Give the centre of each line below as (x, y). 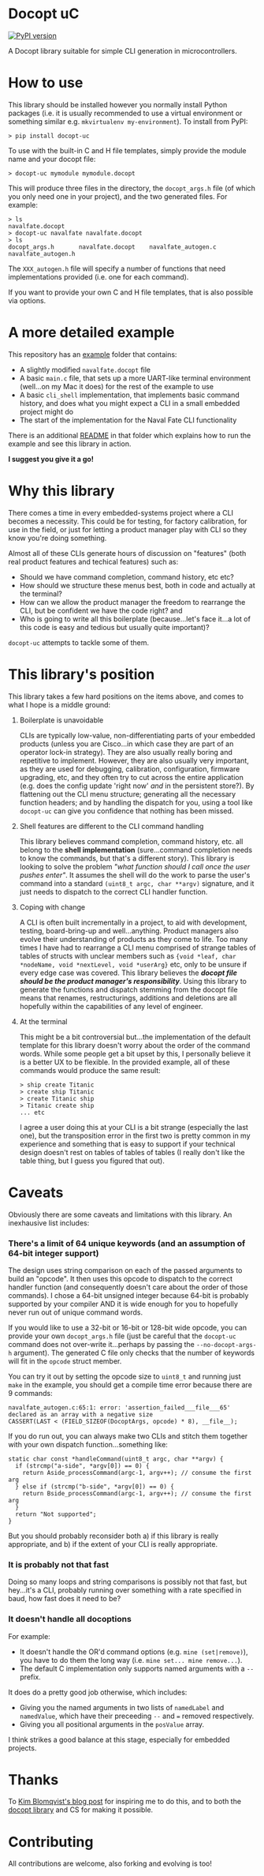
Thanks (33, 1779)
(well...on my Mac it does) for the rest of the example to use (117, 386)
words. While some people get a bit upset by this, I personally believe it (135, 1053)
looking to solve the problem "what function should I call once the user (135, 866)
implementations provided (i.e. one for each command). (99, 276)
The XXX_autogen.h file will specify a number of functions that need (117, 268)
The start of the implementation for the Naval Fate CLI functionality (128, 420)
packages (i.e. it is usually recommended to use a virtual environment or (125, 113)
